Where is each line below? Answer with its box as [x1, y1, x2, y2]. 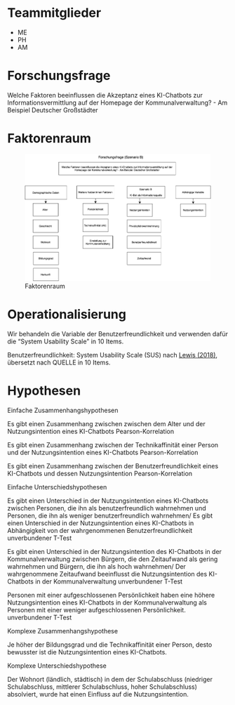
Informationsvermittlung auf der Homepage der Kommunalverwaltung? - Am [7, 98, 228, 107]
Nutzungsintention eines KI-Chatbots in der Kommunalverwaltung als [7, 598, 207, 607]
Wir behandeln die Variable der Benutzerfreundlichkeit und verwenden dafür [7, 330, 228, 338]
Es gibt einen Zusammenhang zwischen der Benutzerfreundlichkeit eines [7, 462, 219, 470]
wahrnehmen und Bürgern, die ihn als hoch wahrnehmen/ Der [7, 562, 186, 571]
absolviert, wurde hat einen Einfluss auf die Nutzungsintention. [7, 690, 189, 699]
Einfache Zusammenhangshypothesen [7, 406, 119, 415]
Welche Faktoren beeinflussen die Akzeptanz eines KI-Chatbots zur [7, 91, 203, 99]
